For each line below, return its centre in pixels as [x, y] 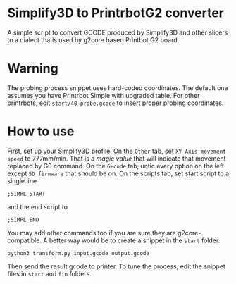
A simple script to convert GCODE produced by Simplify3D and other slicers [118, 32]
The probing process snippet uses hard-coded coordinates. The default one [118, 88]
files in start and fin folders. [49, 273]
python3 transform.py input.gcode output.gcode [79, 253]
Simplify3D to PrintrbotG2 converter [116, 13]
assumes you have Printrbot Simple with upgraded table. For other [104, 95]
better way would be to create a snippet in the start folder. [135, 240]
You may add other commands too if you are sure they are [92, 233]
